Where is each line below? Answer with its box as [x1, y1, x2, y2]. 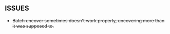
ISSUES [5, 4, 29, 13]
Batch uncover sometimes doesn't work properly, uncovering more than [12, 17, 165, 23]
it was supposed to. [12, 23, 54, 29]
